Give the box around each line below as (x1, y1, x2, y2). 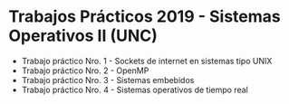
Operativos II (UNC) (8, 25, 158, 46)
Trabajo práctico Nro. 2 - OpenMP (21, 65, 149, 76)
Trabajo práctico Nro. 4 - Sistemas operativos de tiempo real (21, 84, 248, 95)
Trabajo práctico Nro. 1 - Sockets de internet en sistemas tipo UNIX (21, 55, 273, 66)
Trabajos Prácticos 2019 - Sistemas (8, 6, 282, 27)
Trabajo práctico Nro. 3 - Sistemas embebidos (21, 74, 195, 85)
